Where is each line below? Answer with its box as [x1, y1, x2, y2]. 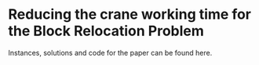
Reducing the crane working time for [8, 5, 252, 23]
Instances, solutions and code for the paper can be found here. [8, 48, 213, 57]
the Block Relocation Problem [8, 22, 204, 40]
